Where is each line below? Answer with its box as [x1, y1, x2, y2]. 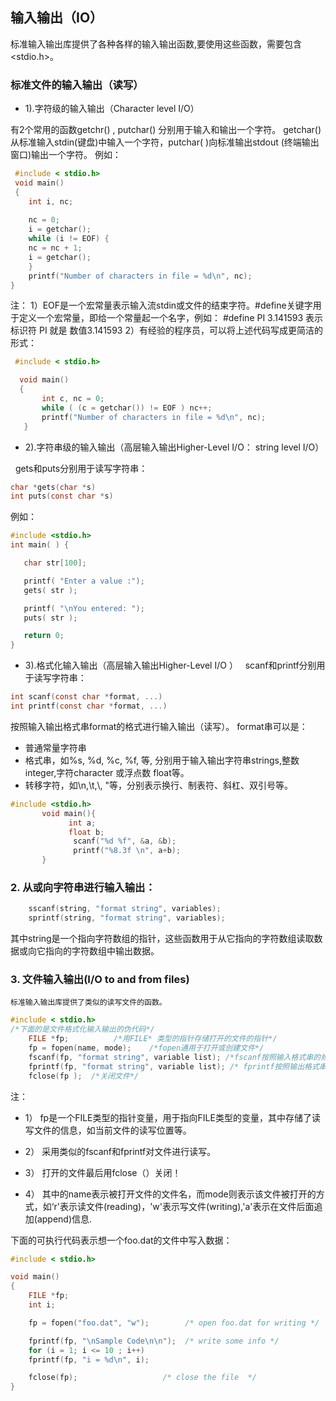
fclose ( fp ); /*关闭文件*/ [28, 1071, 140, 1081]
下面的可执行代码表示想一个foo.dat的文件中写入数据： [10, 1234, 233, 1246]
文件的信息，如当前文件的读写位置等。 [33, 1124, 192, 1136]
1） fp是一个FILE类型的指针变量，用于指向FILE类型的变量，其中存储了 [24, 1111, 312, 1123]
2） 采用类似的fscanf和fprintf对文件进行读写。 [24, 1145, 217, 1157]
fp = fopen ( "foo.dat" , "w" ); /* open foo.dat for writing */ [28, 1318, 320, 1328]
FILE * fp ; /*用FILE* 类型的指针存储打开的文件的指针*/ [28, 1034, 278, 1044]
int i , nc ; [28, 196, 74, 207]
